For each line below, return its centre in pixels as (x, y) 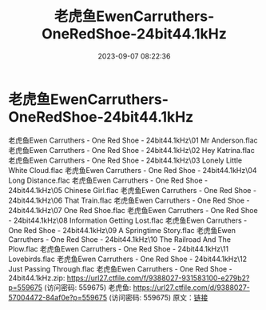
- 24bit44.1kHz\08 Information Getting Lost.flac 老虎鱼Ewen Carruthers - (128, 220)
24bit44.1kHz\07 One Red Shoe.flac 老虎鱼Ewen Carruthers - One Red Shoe (133, 210)
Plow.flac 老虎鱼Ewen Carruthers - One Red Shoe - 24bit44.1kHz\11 (119, 248)
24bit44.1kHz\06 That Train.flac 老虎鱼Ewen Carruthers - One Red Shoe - (129, 200)
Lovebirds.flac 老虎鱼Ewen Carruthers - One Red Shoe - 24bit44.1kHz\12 (128, 259)
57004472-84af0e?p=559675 (58, 297)
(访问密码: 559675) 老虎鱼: (87, 287)
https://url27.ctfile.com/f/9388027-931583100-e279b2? (158, 278)
